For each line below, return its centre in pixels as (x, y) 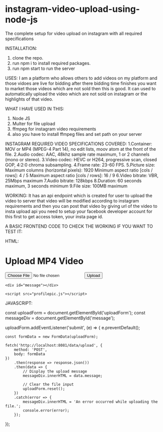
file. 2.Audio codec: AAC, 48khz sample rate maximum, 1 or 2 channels (77, 154)
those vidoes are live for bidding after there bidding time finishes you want (81, 83)
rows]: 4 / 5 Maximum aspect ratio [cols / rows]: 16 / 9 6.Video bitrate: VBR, (82, 175)
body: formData (30, 354)
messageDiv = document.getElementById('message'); (60, 318)
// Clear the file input (48, 384)
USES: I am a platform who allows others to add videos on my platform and (81, 78)
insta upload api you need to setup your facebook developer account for (79, 211)
